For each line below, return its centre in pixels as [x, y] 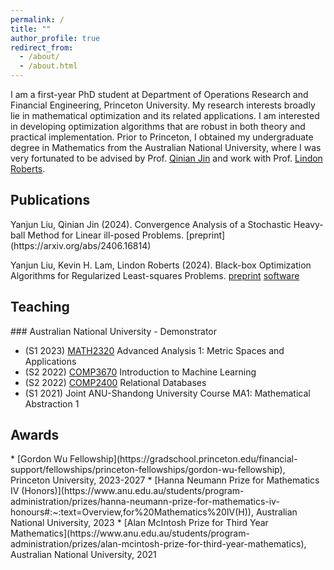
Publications [50, 200]
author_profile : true [55, 38]
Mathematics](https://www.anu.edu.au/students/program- [130, 533]
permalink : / [37, 19]
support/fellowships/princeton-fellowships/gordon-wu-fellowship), [148, 470]
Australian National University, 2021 [83, 555]
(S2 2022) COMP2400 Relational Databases [115, 382]
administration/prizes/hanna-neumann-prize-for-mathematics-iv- [145, 502]
